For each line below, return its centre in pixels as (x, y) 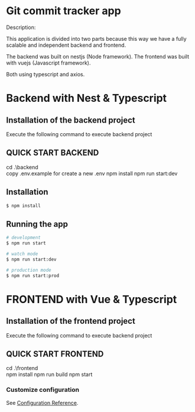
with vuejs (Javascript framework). (48, 63)
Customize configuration (43, 390)
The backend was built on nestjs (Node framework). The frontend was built (97, 56)
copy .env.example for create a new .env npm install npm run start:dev (92, 173)
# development (24, 238)
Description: (21, 27)
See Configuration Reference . (42, 403)
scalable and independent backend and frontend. (66, 45)
